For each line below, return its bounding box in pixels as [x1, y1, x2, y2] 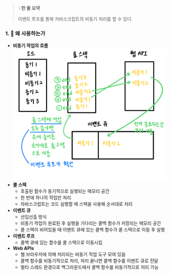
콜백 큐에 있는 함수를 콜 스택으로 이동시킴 [20, 240, 103, 246]
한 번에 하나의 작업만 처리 [20, 194, 72, 201]
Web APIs [12, 245, 34, 251]
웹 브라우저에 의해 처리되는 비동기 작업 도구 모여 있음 [20, 251, 126, 258]
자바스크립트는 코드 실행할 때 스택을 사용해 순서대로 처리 [20, 201, 133, 207]
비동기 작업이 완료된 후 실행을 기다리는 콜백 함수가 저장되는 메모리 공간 [20, 220, 161, 226]
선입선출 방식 [20, 214, 47, 220]
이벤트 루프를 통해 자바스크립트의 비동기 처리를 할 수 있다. [17, 16, 133, 22]
